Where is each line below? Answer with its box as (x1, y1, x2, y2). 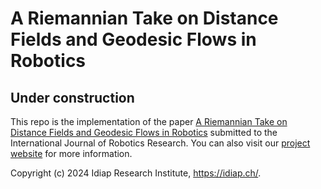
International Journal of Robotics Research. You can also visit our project (10, 137, 311, 149)
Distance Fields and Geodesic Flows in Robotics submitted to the (10, 127, 278, 138)
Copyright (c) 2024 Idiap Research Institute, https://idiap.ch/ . (10, 167, 262, 179)
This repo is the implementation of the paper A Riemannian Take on (10, 116, 288, 127)
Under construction (10, 89, 135, 106)
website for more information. (10, 148, 133, 159)
